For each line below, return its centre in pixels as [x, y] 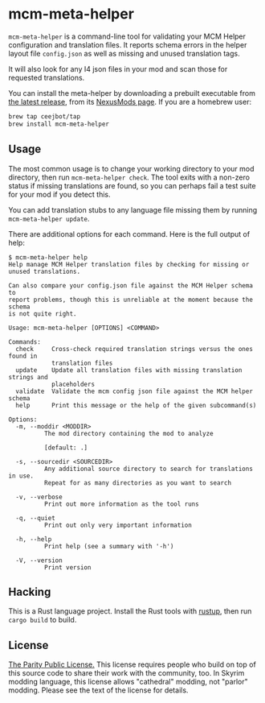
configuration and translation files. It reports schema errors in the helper [128, 44]
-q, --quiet [36, 518]
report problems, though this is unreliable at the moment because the [130, 300]
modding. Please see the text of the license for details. [98, 690]
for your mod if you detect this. [59, 194]
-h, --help [34, 539]
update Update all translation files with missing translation [129, 370]
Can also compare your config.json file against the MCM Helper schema [130, 285]
